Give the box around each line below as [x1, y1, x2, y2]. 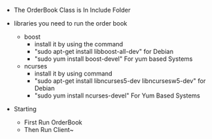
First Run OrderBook [23, 118, 83, 127]
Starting [13, 105, 37, 113]
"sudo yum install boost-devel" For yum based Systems [34, 55, 193, 63]
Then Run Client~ [23, 126, 74, 133]
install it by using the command [34, 40, 124, 48]
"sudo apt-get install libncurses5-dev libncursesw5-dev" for [34, 77, 206, 85]
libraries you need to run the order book [13, 19, 128, 27]
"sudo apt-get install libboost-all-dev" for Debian [34, 48, 174, 55]
